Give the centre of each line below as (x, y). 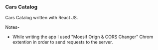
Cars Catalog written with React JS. (42, 18)
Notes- (12, 27)
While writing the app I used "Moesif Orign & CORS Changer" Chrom (83, 37)
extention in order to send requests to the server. (63, 42)
